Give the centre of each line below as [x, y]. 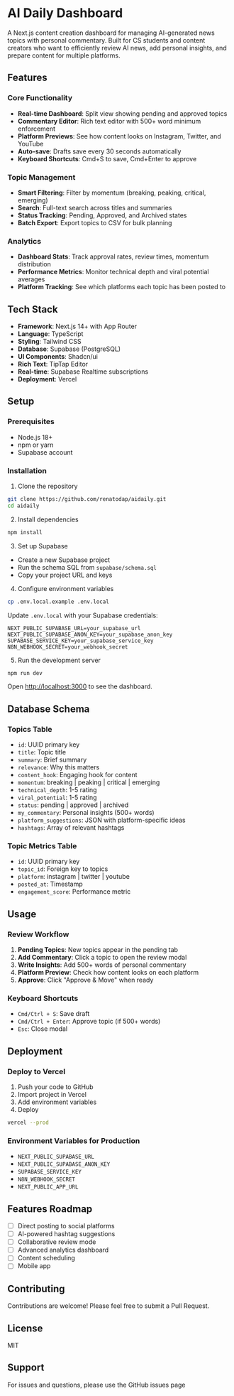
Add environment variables [57, 1102]
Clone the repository [48, 486]
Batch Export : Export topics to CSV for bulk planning [95, 222]
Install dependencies [48, 519]
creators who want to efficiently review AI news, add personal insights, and [117, 48]
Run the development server [59, 660]
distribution [34, 264]
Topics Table [30, 729]
